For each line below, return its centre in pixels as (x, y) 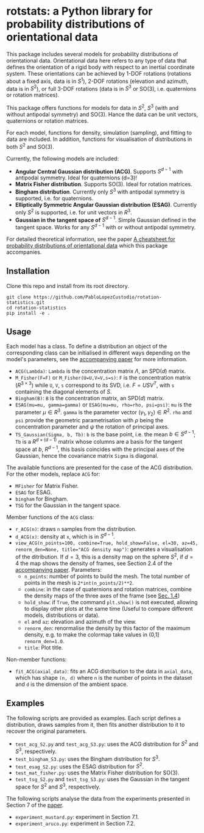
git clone (19, 297)
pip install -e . (28, 313)
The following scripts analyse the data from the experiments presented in (98, 798)
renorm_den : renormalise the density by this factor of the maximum (107, 628)
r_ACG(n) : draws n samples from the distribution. (76, 528)
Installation (28, 271)
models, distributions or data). (62, 615)
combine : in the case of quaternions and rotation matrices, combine (108, 589)
